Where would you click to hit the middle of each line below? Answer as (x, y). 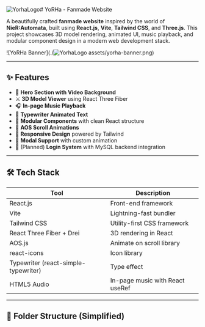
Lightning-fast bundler (143, 213)
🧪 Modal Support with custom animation (66, 140)
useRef (120, 288)
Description (153, 193)
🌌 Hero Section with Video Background (65, 92)
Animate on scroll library (145, 243)
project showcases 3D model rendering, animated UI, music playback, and (100, 34)
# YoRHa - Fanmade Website (76, 9)
